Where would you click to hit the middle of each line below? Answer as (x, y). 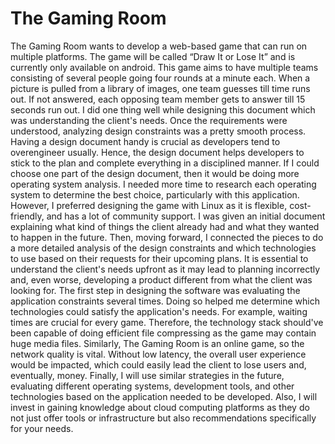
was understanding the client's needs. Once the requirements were (149, 120)
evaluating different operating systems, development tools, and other (152, 386)
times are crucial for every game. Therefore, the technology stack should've (167, 322)
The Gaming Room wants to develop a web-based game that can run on (159, 46)
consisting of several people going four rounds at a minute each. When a (160, 78)
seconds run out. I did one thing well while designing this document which (163, 109)
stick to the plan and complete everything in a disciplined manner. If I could (165, 163)
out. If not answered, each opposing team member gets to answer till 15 (158, 99)
